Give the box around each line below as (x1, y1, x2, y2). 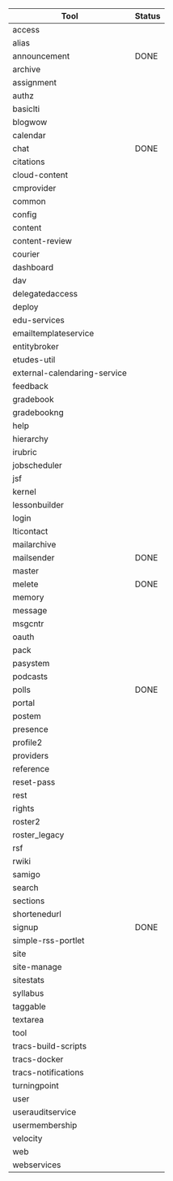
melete (12, 578, 39, 590)
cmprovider (12, 183, 57, 193)
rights (12, 803, 35, 814)
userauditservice (12, 1106, 77, 1118)
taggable (12, 1001, 46, 1012)
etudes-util (12, 354, 56, 365)
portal (12, 698, 35, 708)
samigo (12, 869, 40, 880)
